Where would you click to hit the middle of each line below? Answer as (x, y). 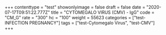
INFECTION (16, 23)
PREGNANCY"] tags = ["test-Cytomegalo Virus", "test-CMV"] (92, 23)
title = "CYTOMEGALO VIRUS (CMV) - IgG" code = (103, 12)
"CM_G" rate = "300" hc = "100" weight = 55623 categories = (68, 17)
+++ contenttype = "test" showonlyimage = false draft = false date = (75, 7)
